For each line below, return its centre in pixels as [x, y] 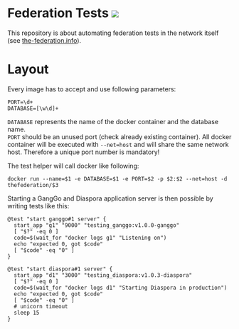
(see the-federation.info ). [44, 40]
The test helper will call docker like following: [73, 166]
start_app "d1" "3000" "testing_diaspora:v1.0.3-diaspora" [103, 275]
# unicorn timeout [41, 306]
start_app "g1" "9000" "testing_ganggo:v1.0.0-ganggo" [97, 225]
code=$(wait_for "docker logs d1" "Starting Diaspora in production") [121, 288]
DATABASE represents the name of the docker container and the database [113, 121]
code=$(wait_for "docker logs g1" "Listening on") [90, 238]
